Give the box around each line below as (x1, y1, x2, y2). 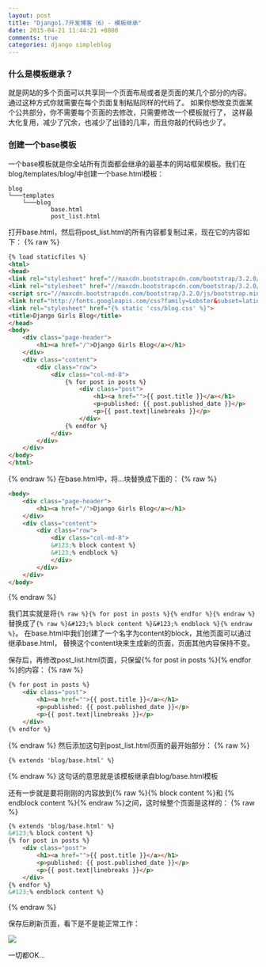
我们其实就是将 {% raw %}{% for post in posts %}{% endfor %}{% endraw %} (8, 609, 256, 618)
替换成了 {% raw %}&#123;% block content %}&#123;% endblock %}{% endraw (8, 619, 253, 628)
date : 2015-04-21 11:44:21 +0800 (8, 26, 119, 34)
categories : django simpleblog (8, 41, 112, 49)
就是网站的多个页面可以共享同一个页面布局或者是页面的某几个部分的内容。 (8, 88, 251, 97)
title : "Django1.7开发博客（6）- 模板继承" (8, 19, 142, 27)
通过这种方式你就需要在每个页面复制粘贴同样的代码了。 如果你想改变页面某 (8, 98, 253, 108)
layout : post (8, 11, 51, 20)
